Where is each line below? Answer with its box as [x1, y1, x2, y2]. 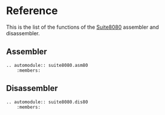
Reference [6, 4, 58, 18]
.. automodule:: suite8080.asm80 [6, 62, 88, 68]
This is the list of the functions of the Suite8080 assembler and [6, 23, 159, 31]
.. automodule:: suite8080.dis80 [6, 99, 88, 105]
